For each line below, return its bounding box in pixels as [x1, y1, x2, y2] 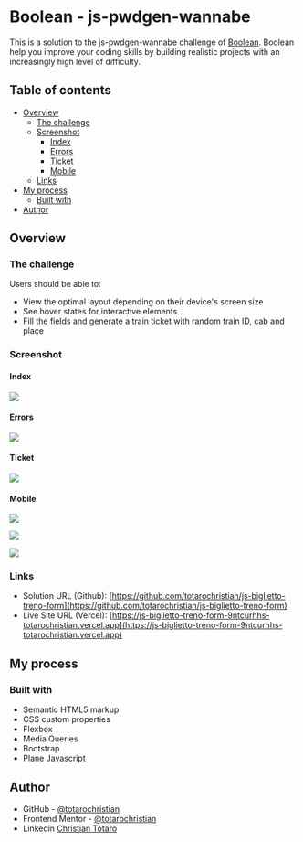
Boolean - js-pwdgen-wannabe [9, 6, 251, 27]
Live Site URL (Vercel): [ [22, 610, 112, 621]
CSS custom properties [22, 714, 111, 725]
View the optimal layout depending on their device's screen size [22, 296, 264, 307]
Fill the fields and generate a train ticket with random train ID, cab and [22, 315, 285, 326]
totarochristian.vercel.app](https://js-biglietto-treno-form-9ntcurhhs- [22, 620, 283, 631]
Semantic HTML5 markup [22, 704, 120, 715]
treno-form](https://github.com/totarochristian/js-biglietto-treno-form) [22, 601, 287, 612]
